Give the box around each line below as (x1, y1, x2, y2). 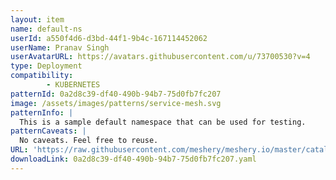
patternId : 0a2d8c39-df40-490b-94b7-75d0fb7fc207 (10, 89, 222, 99)
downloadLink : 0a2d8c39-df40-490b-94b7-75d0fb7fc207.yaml (10, 154, 257, 164)
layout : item (10, 14, 65, 25)
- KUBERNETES (46, 80, 101, 90)
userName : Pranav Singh (10, 42, 110, 53)
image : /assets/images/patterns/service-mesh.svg (10, 98, 222, 108)
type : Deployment (10, 61, 83, 71)
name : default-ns (10, 24, 83, 34)
